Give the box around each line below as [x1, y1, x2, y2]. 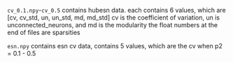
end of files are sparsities [7, 28, 80, 36]
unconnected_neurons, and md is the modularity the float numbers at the [7, 21, 218, 29]
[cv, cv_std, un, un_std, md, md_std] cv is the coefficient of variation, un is [7, 13, 220, 22]
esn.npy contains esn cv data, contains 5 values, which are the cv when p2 [7, 42, 223, 50]
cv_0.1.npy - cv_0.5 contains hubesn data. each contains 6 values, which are [7, 6, 226, 14]
